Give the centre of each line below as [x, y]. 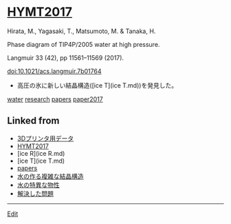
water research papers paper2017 [55, 99]
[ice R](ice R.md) [41, 153]
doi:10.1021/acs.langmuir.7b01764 [54, 71]
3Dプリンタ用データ [45, 138]
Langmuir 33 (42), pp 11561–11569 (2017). [66, 58]
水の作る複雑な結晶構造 [50, 176]
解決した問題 [35, 193]
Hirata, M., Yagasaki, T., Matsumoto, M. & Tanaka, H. [81, 31]
